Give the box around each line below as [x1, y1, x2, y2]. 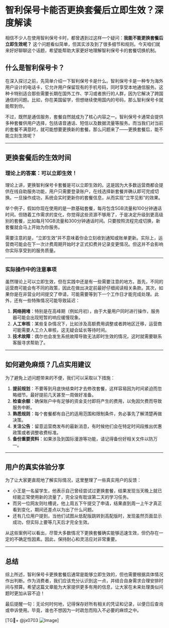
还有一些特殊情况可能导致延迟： [14, 297, 80, 303]
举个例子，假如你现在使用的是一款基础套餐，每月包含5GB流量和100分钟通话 [5, 205, 162, 211]
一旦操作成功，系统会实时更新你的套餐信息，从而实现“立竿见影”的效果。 [14, 195, 163, 201]
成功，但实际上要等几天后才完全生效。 [12, 519, 92, 525]
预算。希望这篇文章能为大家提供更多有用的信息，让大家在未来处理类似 [14, 584, 159, 590]
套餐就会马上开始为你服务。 [5, 224, 63, 230]
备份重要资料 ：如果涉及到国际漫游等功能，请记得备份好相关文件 [12, 436, 144, 442]
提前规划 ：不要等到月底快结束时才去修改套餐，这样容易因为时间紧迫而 [12, 385, 158, 391]
